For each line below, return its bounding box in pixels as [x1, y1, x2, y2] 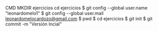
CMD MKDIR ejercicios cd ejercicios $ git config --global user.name [5, 5, 148, 11]
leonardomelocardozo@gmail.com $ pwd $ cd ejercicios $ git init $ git [5, 16, 153, 21]
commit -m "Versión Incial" [5, 21, 62, 27]
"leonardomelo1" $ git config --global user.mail [5, 10, 103, 16]
